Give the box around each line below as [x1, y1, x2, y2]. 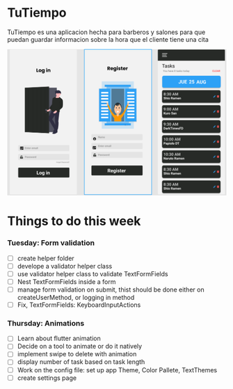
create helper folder [17, 254, 74, 262]
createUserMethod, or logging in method [17, 293, 135, 301]
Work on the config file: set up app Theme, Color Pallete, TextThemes [17, 365, 218, 374]
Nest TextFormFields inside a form [17, 277, 116, 286]
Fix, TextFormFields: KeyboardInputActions [17, 301, 141, 309]
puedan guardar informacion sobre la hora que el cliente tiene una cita [7, 35, 209, 43]
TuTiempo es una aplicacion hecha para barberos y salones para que [7, 28, 206, 36]
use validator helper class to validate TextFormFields [17, 269, 168, 278]
